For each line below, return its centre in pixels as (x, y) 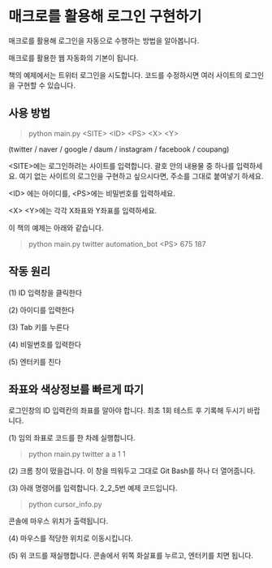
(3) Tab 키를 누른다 (39, 327)
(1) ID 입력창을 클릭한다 (45, 292)
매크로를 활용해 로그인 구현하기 (105, 17)
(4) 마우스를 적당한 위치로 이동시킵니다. (71, 538)
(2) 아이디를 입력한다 (41, 310)
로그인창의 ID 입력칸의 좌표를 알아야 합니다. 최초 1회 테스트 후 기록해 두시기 (127, 411)
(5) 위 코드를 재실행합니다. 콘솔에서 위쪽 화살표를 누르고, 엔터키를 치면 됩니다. (131, 556)
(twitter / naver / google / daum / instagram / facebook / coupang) (119, 149)
